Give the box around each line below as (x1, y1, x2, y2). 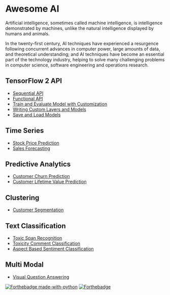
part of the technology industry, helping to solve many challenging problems (5, 56, 165, 62)
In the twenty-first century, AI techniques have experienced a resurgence (5, 40, 159, 46)
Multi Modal (5, 261, 44, 269)
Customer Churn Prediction (12, 173, 70, 179)
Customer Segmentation (12, 207, 64, 213)
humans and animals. (5, 30, 50, 36)
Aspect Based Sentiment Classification (12, 246, 94, 251)
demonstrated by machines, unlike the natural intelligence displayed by (5, 25, 154, 31)
